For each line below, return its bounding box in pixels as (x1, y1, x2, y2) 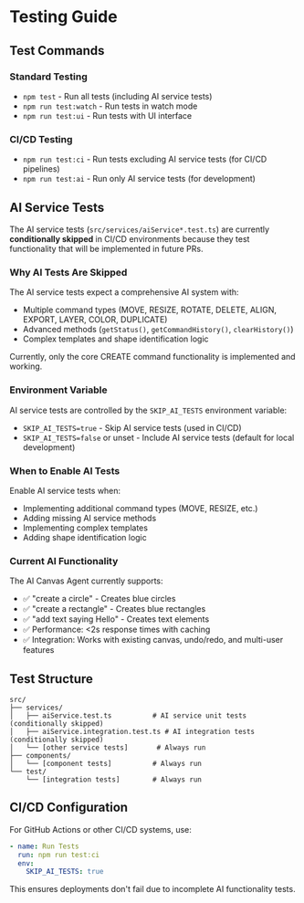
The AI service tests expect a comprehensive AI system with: (9, 287, 239, 298)
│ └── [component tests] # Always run (9, 759, 203, 768)
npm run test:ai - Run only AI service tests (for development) (22, 173, 256, 184)
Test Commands (9, 43, 105, 58)
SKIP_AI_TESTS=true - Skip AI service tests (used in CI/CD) (22, 422, 242, 433)
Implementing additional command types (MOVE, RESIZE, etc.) (22, 502, 258, 513)
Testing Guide (9, 6, 118, 27)
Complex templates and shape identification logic (22, 333, 209, 344)
